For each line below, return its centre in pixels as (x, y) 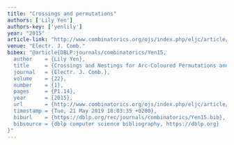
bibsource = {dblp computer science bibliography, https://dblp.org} (116, 124)
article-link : (28, 40)
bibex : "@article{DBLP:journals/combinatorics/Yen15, (87, 53)
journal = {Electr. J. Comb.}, (62, 72)
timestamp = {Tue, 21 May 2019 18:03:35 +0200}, (85, 111)
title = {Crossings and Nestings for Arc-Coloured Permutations (115, 66)
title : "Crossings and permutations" (62, 14)
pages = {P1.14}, (45, 91)
